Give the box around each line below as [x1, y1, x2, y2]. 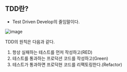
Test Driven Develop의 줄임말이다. [12, 19, 80, 25]
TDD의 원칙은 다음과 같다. [5, 38, 55, 44]
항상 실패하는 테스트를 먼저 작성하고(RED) [12, 49, 93, 55]
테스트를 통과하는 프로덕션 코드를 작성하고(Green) [12, 55, 108, 61]
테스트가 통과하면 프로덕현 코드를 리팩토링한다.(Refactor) [12, 61, 123, 68]
